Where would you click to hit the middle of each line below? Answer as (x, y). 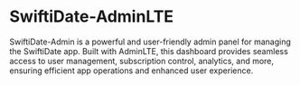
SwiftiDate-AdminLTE (92, 17)
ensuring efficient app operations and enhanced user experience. (131, 71)
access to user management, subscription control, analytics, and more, (141, 61)
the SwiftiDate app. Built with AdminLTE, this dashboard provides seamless (149, 51)
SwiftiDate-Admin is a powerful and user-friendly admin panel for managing (150, 42)
